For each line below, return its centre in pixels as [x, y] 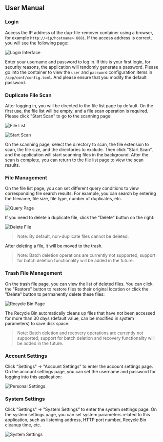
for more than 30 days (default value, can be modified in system [70, 318]
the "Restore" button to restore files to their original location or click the [77, 289]
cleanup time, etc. [23, 425]
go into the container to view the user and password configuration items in [79, 72]
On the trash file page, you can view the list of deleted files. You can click [79, 284]
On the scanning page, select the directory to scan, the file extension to [77, 144]
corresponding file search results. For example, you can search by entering [81, 193]
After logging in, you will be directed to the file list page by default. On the [79, 106]
